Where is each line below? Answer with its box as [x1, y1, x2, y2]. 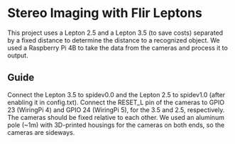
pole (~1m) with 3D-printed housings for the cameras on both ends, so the [7, 121, 225, 129]
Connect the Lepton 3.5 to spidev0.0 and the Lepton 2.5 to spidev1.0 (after [7, 90, 226, 99]
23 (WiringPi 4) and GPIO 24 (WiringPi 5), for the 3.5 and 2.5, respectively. [7, 105, 225, 114]
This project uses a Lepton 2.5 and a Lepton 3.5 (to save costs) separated [7, 28, 224, 37]
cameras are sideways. [7, 128, 75, 136]
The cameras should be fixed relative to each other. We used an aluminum [7, 113, 225, 121]
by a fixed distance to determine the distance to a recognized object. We [7, 35, 220, 44]
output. [7, 51, 28, 60]
